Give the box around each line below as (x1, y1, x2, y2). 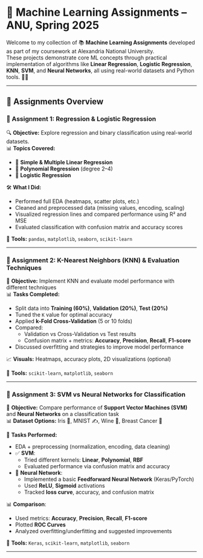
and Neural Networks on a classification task (6, 411, 120, 418)
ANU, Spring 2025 (6, 18, 100, 32)
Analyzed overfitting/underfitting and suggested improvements (14, 528, 172, 535)
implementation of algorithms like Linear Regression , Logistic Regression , (6, 60, 192, 67)
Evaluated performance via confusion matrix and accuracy (24, 463, 170, 470)
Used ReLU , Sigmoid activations (24, 482, 105, 489)
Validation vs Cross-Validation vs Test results (24, 330, 137, 337)
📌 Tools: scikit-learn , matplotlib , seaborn (6, 369, 114, 377)
